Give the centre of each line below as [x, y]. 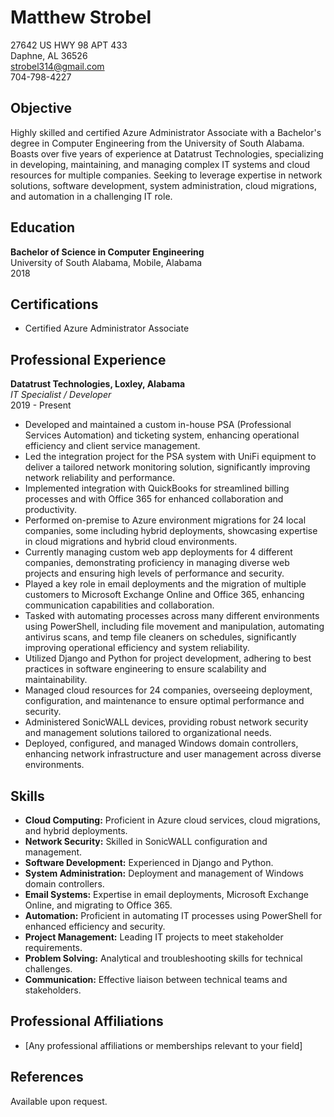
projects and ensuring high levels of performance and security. [154, 573]
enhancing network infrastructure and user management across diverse [173, 754]
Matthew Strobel [81, 17]
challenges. [48, 969]
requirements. [53, 947]
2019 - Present [41, 405]
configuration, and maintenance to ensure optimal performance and [164, 701]
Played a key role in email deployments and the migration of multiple [165, 584]
